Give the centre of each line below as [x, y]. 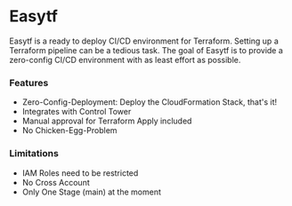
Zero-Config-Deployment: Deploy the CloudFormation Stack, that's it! [150, 102]
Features [29, 83]
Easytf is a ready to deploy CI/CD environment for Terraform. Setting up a [144, 41]
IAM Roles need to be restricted [80, 173]
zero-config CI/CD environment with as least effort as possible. [125, 59]
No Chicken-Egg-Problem [69, 131]
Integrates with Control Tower [77, 112]
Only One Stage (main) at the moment [92, 192]
